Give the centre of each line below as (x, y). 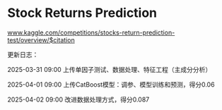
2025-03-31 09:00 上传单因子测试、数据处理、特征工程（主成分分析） (110, 69)
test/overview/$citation (41, 39)
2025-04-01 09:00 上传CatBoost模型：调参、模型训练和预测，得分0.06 (111, 84)
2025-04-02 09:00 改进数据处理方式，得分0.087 (78, 99)
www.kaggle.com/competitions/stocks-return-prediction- (91, 32)
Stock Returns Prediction (82, 13)
